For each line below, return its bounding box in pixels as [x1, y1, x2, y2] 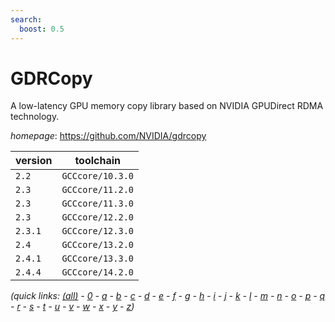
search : [10, 14, 43, 25]
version [15, 154, 53, 168]
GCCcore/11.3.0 [61, 198, 134, 210]
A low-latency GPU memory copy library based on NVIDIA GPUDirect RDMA [10, 100, 324, 112]
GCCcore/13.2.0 [61, 239, 134, 251]
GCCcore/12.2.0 [61, 212, 134, 223]
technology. [10, 111, 60, 123]
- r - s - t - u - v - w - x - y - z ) [10, 301, 135, 313]
